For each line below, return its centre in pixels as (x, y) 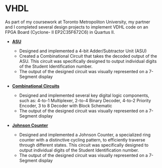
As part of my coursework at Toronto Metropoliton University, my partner (78, 22)
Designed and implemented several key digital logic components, (84, 95)
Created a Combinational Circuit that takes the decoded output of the (88, 56)
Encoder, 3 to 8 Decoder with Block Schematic (66, 106)
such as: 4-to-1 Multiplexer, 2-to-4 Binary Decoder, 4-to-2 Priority (85, 100)
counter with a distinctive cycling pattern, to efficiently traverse (82, 140)
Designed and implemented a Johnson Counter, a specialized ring (85, 135)
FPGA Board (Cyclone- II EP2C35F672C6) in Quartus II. (60, 32)
